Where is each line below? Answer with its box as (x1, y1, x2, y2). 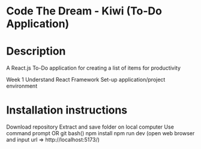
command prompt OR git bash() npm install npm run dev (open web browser (6, 130, 195, 137)
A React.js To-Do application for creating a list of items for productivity (6, 64, 181, 71)
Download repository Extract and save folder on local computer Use (6, 123, 174, 130)
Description (6, 44, 66, 58)
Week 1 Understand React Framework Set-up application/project (6, 76, 166, 84)
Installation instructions (6, 103, 128, 117)
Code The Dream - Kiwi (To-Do (6, 4, 163, 18)
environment (6, 82, 38, 90)
